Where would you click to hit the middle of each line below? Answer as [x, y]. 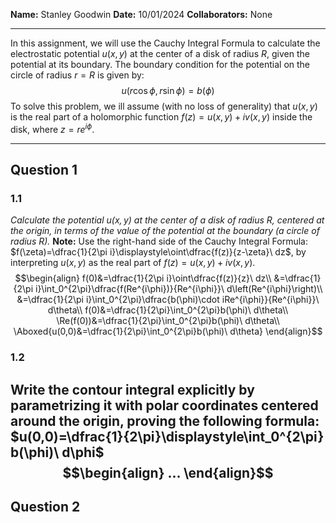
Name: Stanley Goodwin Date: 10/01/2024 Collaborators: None [141, 14]
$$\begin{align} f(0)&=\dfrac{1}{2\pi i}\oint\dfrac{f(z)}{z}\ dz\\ [143, 278]
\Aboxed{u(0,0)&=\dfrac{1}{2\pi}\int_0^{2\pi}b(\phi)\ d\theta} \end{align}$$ [168, 331]
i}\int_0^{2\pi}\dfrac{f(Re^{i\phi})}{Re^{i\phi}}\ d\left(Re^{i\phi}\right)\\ [178, 289]
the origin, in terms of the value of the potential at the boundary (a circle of [165, 231]
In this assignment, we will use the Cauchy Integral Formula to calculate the [165, 43]
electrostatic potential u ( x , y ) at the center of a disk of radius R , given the [160, 53]
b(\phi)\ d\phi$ [57, 452]
